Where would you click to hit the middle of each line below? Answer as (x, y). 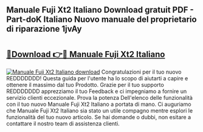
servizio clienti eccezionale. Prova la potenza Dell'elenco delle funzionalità (100, 98)
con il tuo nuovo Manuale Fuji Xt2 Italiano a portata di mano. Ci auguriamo (99, 104)
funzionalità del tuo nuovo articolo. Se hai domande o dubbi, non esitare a (99, 117)
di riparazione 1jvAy (44, 29)
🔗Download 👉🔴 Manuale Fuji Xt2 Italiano (86, 54)
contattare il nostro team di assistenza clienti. (63, 123)
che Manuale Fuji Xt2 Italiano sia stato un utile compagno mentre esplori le (100, 111)
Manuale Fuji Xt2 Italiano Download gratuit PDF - (100, 10)
